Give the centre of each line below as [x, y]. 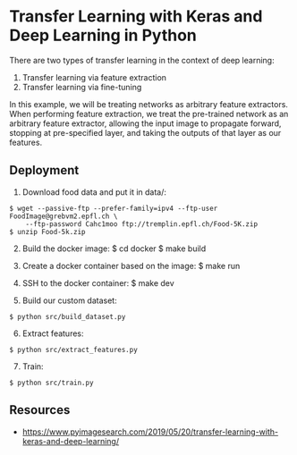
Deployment [44, 170]
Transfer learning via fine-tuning [82, 87]
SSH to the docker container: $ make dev [98, 282]
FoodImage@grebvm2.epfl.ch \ [64, 216]
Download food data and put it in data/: [94, 192]
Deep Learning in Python [103, 35]
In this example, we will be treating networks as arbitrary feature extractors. [149, 104]
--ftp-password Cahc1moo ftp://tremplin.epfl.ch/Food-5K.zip [141, 224]
